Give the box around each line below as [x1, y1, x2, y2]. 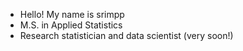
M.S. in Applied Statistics [19, 19, 123, 31]
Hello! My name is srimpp [19, 9, 125, 20]
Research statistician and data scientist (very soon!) [19, 30, 234, 41]
